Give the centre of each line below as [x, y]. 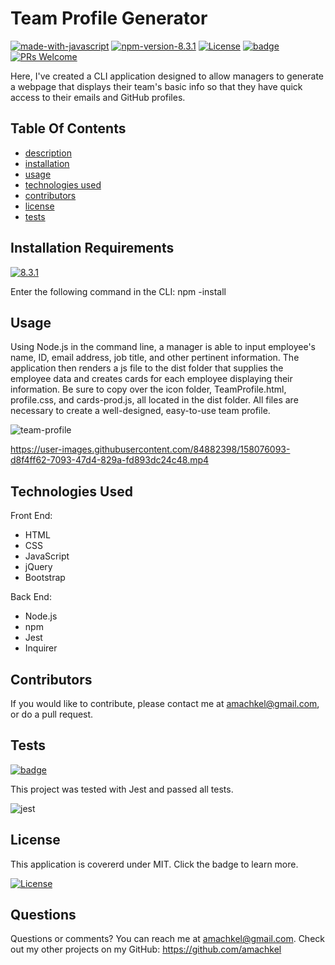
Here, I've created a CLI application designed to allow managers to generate [167, 76]
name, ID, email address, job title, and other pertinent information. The [155, 358]
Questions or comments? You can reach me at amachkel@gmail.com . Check [167, 939]
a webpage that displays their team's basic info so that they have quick [156, 86]
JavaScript [47, 556]
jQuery [38, 567]
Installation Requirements [92, 248]
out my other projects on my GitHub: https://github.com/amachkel [146, 949]
